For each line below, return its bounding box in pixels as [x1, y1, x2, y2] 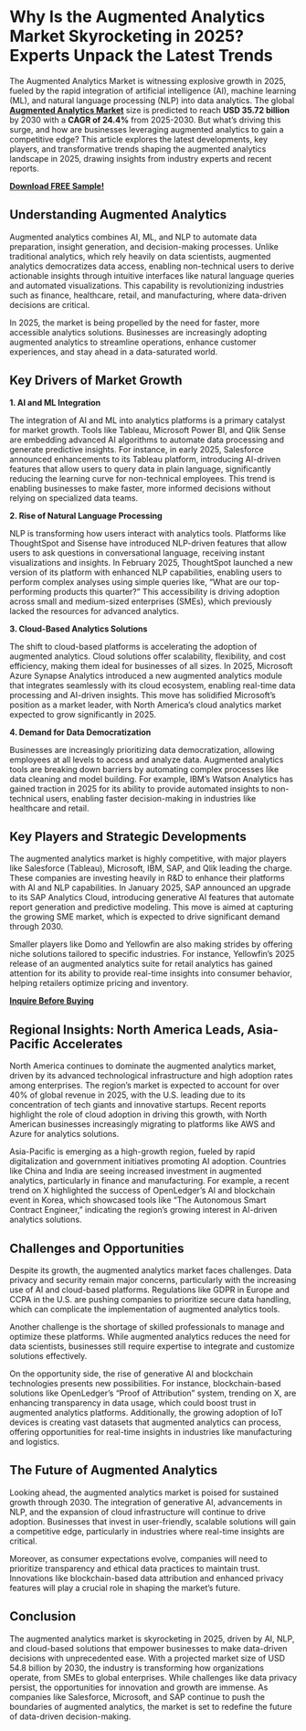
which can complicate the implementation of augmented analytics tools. [9, 1304, 280, 1314]
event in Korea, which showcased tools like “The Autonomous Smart [9, 1195, 267, 1205]
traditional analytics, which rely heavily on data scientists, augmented [9, 250, 271, 261]
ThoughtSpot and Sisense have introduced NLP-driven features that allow [9, 537, 288, 548]
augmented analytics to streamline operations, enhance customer [9, 336, 258, 347]
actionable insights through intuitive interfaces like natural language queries [9, 270, 295, 281]
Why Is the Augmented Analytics [9, 6, 266, 27]
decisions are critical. [9, 299, 90, 310]
